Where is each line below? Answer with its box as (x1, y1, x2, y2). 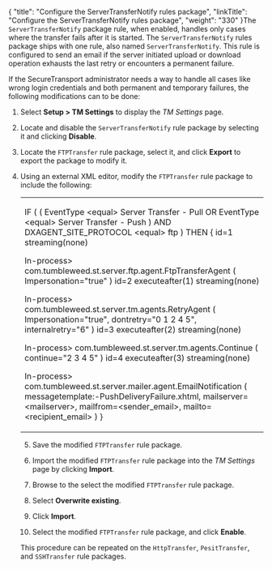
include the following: (19, 180, 92, 190)
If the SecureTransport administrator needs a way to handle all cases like (8, 75, 251, 83)
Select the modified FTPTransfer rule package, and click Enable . (32, 527, 247, 537)
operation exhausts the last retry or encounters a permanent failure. (8, 58, 235, 68)
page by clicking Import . (32, 464, 115, 473)
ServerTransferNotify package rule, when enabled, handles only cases (8, 24, 246, 33)
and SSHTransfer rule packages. (19, 551, 127, 561)
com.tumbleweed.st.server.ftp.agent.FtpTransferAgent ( (23, 265, 236, 276)
